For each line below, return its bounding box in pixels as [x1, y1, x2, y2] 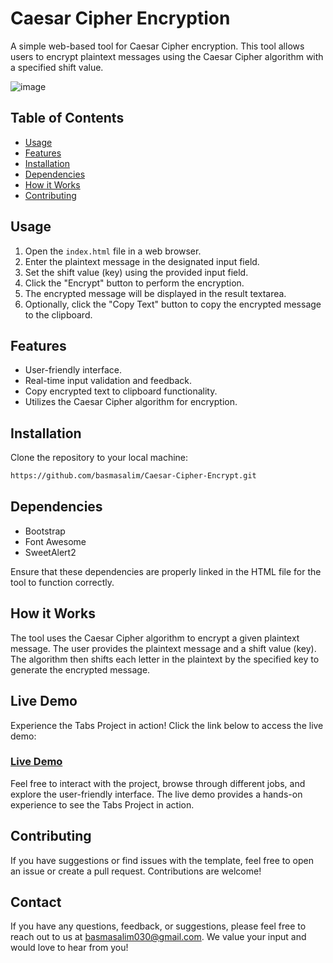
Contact [10, 894, 62, 911]
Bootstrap [24, 525, 66, 537]
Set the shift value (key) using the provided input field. [24, 266, 249, 278]
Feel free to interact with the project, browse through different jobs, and [10, 777, 306, 789]
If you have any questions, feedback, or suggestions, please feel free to [10, 920, 307, 932]
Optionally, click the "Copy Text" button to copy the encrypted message [24, 298, 322, 310]
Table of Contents [10, 110, 125, 127]
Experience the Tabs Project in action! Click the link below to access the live [10, 719, 324, 731]
